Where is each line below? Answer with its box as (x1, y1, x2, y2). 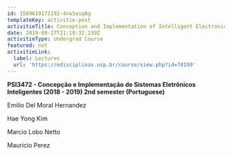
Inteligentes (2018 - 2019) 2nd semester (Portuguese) (7, 87, 165, 96)
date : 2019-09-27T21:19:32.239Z (7, 29, 100, 37)
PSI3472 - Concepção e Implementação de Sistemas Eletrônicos (7, 80, 196, 88)
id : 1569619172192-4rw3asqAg (7, 10, 91, 17)
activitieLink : (7, 49, 51, 56)
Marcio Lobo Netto (7, 127, 61, 136)
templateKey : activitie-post (7, 17, 91, 23)
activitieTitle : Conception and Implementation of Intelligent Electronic (7, 23, 227, 30)
